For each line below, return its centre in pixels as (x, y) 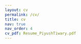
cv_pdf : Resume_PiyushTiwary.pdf (40, 33)
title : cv (15, 19)
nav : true (15, 24)
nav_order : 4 (19, 29)
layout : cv (16, 10)
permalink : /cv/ (22, 15)
